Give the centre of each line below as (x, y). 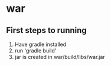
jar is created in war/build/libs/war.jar (60, 57)
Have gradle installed (40, 44)
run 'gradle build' (35, 51)
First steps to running (46, 30)
